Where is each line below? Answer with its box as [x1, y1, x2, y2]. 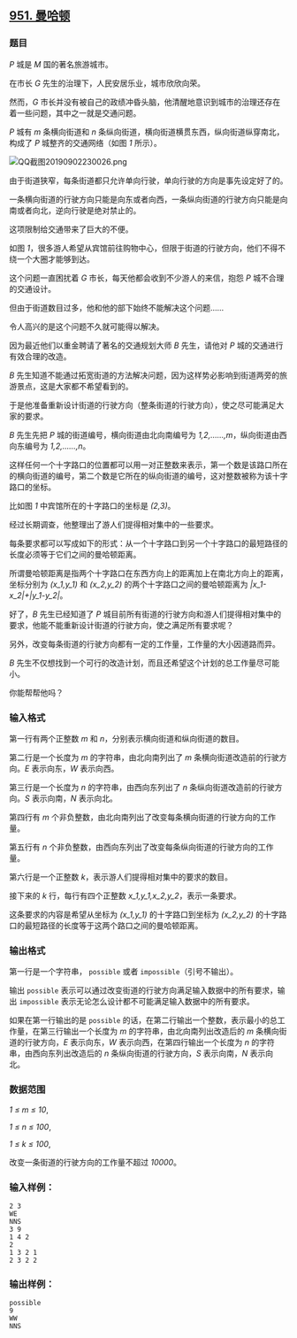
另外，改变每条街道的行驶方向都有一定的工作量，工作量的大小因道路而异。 [9, 638, 280, 649]
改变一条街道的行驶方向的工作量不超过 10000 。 [9, 1157, 181, 1167]
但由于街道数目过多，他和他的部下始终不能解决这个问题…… [9, 302, 225, 312]
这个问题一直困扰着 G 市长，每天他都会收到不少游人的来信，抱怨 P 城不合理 [9, 273, 285, 283]
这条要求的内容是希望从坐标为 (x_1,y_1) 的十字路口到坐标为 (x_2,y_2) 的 [9, 909, 264, 919]
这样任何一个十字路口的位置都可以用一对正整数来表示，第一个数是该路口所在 [9, 459, 288, 470]
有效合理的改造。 [9, 350, 72, 361]
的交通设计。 [9, 283, 56, 294]
